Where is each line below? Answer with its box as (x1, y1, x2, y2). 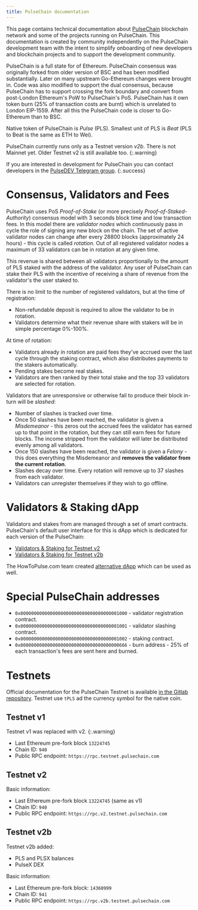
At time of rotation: (6, 336, 52, 344)
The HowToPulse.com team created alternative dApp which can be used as (6, 562, 191, 570)
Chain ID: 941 (14, 890, 48, 897)
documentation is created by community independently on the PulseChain (6, 38, 188, 45)
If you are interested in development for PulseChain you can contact (6, 160, 174, 168)
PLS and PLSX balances (14, 854, 75, 862)
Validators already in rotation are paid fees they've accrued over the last (14, 348, 193, 355)
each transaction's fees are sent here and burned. (14, 647, 138, 655)
